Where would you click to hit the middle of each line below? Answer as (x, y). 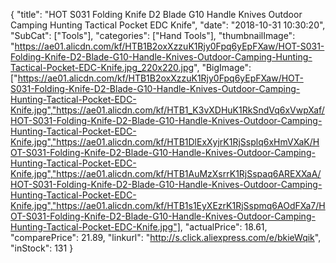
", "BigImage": (222, 67)
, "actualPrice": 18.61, (223, 227)
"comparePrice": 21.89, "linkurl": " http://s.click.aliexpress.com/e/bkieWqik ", (166, 237)
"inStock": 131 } (42, 248)
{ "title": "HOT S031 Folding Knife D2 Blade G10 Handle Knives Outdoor (156, 14)
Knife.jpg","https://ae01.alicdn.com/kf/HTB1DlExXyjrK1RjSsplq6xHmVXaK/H (165, 142)
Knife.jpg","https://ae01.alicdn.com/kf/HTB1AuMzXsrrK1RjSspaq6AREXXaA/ (166, 173)
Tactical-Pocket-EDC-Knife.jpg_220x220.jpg (102, 67)
